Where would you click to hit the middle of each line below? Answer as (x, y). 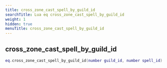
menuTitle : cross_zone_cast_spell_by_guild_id (55, 29)
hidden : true (19, 24)
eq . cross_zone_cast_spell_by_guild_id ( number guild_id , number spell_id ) (84, 60)
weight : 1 (16, 19)
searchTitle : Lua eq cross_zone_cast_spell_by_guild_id (65, 15)
